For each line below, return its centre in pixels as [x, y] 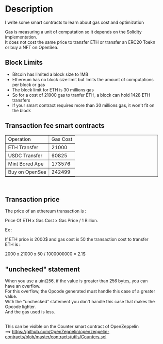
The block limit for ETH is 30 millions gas [53, 90]
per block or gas [28, 85]
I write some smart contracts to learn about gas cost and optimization [74, 22]
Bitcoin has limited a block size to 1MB [50, 74]
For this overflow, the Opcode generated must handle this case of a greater [80, 291]
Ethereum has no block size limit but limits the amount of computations [83, 79]
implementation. [21, 37]
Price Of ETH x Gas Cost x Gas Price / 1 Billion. [52, 221]
